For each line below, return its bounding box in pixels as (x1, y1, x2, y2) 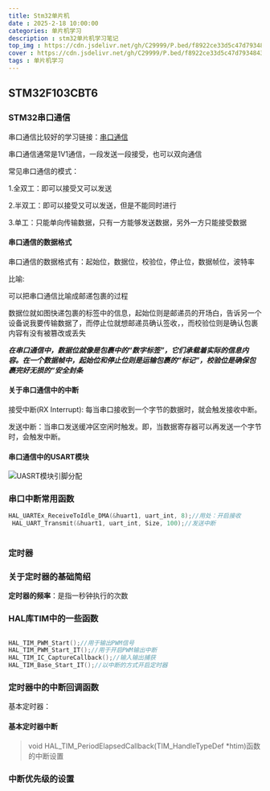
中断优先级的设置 (8, 773, 75, 785)
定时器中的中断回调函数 (8, 682, 99, 693)
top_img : (8, 42, 42, 50)
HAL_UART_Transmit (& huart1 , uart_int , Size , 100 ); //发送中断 (11, 520, 216, 528)
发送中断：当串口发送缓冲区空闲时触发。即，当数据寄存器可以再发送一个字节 (8, 422, 262, 431)
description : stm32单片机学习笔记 (8, 34, 119, 43)
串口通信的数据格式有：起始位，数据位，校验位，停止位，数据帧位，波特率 (8, 257, 255, 266)
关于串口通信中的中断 (8, 385, 79, 395)
